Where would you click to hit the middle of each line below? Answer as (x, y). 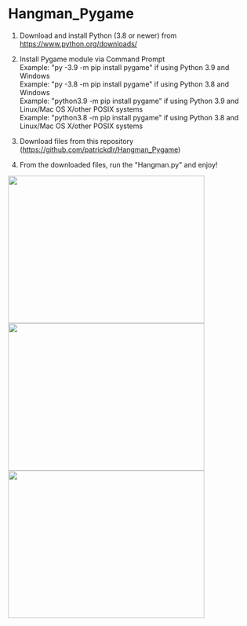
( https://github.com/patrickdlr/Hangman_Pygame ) (100, 149)
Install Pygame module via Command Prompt (92, 59)
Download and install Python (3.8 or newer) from (98, 35)
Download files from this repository (76, 141)
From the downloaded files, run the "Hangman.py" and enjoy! (118, 164)
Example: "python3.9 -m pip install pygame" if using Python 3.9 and (129, 101)
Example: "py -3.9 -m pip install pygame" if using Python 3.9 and (124, 67)
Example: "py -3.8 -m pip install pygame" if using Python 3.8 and (124, 84)
